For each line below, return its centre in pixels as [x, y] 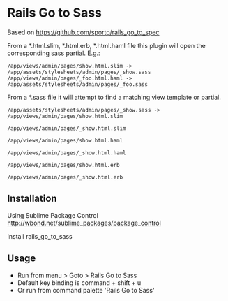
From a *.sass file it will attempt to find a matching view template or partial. [114, 97]
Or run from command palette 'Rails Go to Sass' [86, 290]
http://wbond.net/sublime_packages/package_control [84, 223]
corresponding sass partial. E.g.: [54, 53]
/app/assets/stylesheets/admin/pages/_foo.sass [78, 84]
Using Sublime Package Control [53, 215]
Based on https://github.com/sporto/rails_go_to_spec [83, 32]
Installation [32, 199]
